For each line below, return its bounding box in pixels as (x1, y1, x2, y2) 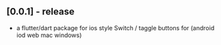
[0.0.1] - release (6, 6, 75, 17)
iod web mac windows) (16, 31, 82, 39)
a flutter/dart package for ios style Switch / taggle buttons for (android (16, 24, 215, 32)
